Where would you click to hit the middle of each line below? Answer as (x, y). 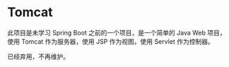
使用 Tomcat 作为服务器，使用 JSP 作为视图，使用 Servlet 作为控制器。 (111, 41)
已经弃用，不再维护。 (38, 56)
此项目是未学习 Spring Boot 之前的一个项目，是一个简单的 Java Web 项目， (117, 32)
